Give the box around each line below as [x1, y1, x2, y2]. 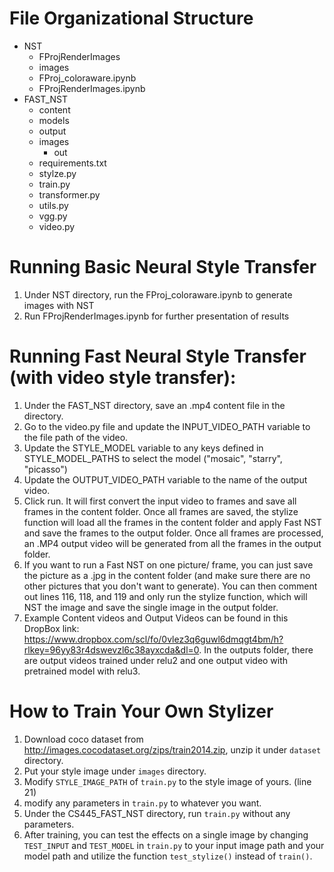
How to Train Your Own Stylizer [9, 700, 274, 722]
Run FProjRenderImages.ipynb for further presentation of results [23, 310, 290, 322]
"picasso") [23, 463, 68, 475]
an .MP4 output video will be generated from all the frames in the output [23, 537, 322, 549]
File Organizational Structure [9, 7, 254, 30]
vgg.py [38, 210, 68, 222]
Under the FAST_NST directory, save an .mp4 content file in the [23, 399, 286, 411]
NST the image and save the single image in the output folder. [23, 601, 279, 613]
